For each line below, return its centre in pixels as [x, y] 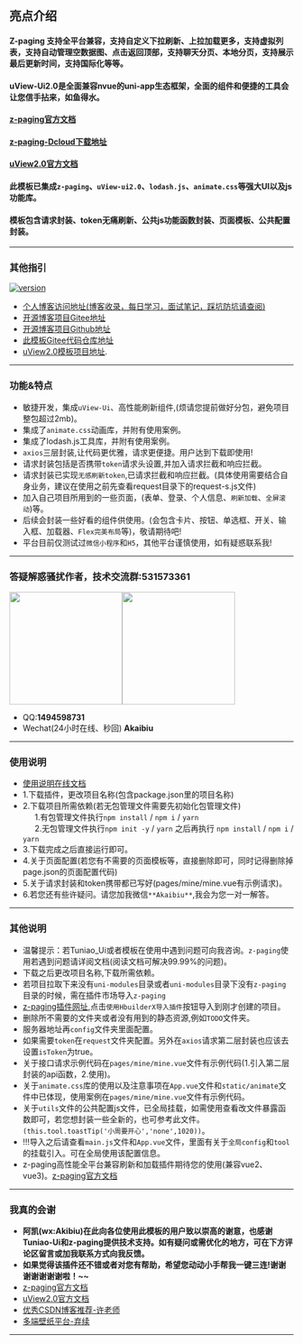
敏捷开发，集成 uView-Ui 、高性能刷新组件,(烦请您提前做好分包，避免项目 [156, 407]
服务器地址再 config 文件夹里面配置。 [90, 1029]
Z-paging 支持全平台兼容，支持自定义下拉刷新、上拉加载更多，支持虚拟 [142, 41]
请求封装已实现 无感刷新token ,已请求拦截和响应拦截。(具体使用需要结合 [151, 474]
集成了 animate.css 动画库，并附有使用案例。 [104, 429]
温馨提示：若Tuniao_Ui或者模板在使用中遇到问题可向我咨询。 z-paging [151, 950]
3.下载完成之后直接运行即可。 [78, 850]
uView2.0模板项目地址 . [65, 352]
